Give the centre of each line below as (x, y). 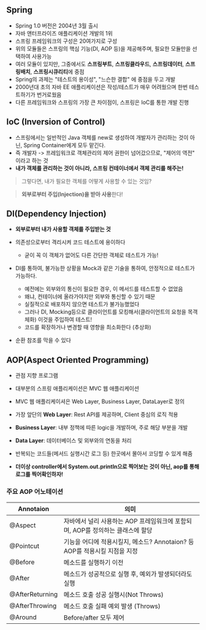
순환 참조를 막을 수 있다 (43, 340)
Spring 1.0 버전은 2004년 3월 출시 (56, 25)
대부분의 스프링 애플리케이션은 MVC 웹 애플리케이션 (77, 389)
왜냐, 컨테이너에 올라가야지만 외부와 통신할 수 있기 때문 (90, 297)
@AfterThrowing (33, 605)
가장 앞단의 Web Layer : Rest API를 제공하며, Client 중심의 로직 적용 (97, 415)
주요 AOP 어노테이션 (35, 491)
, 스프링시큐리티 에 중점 (57, 71)
